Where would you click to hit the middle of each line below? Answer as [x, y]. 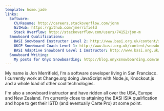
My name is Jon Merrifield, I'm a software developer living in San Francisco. [81, 73]
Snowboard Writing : [29, 55]
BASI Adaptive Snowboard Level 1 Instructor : [61, 50]
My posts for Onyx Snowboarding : [48, 59]
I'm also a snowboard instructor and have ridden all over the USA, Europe [79, 93]
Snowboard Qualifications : [37, 37]
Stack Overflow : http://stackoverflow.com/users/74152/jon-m [77, 32]
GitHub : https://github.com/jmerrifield [55, 28]
